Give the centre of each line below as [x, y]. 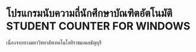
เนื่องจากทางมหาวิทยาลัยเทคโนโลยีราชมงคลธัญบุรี [54, 43]
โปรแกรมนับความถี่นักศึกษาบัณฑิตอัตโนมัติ [89, 13]
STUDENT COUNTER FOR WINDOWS [98, 26]
